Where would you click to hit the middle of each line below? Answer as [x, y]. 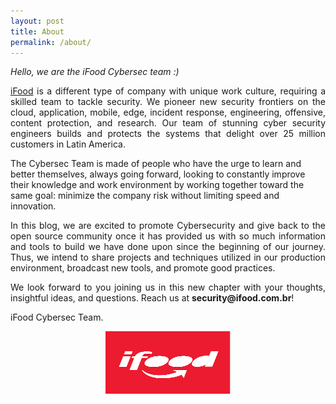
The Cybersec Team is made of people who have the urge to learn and [156, 164]
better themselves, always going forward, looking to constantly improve [158, 174]
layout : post [37, 21]
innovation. [33, 206]
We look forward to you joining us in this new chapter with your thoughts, [168, 287]
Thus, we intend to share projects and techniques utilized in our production [168, 257]
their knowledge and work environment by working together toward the [157, 185]
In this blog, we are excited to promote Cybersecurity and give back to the [168, 226]
